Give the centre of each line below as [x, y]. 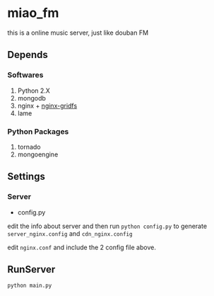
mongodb [31, 98]
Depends [28, 55]
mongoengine [38, 154]
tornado [29, 147]
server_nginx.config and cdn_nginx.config [70, 233]
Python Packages [38, 131]
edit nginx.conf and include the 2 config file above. [82, 247]
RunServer [31, 269]
